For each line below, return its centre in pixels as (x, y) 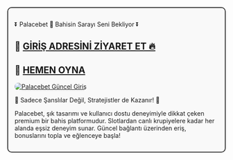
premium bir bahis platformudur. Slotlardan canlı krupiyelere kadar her (115, 121)
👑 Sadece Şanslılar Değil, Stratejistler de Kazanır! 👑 (87, 100)
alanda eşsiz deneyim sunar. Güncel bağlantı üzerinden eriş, (101, 128)
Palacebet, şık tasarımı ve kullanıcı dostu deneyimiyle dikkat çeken (110, 114)
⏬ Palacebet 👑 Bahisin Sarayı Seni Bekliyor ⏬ (77, 24)
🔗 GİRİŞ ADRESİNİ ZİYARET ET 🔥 (85, 47)
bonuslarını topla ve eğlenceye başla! (68, 136)
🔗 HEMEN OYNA (50, 70)
